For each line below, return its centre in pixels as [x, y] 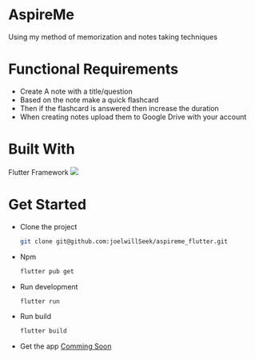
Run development [49, 286]
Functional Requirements [93, 69]
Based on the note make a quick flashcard [89, 100]
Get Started [47, 205]
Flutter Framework [39, 172]
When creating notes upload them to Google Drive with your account [133, 117]
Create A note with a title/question [76, 91]
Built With [42, 149]
